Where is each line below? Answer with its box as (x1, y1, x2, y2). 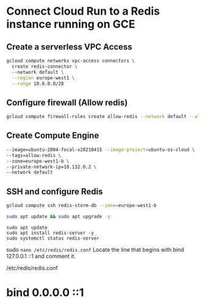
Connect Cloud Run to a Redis (6, 4, 160, 18)
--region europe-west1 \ (12, 75, 75, 81)
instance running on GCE (6, 17, 135, 31)
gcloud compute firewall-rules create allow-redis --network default (6, 114, 187, 120)
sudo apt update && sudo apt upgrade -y (6, 213, 111, 219)
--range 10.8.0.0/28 (12, 81, 64, 87)
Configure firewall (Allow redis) (6, 97, 128, 108)
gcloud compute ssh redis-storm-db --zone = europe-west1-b (6, 203, 157, 209)
